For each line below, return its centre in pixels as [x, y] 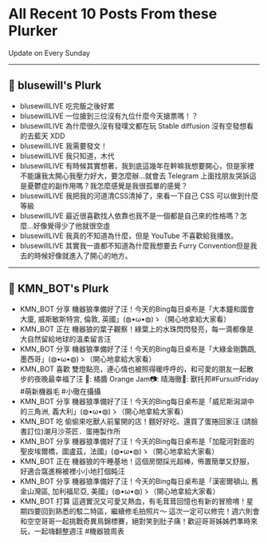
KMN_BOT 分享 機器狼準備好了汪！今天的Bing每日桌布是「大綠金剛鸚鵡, [138, 349]
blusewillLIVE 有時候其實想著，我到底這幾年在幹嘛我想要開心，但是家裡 [137, 165]
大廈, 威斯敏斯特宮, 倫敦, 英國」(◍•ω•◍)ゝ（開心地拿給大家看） [125, 319]
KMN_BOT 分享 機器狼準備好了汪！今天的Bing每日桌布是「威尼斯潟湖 [134, 401]
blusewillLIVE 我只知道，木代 [67, 156]
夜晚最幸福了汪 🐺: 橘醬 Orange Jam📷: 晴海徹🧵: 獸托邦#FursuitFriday [146, 379]
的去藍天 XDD [42, 136]
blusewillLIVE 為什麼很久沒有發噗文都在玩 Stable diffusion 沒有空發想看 [136, 125]
